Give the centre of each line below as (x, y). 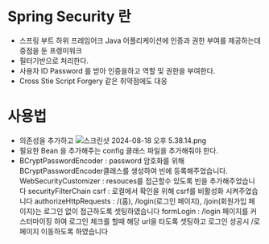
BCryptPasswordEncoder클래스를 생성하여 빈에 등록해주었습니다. (124, 170)
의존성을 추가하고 (46, 140)
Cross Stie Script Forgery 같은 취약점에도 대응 (93, 81)
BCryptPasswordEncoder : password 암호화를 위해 (102, 160)
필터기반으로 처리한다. (54, 61)
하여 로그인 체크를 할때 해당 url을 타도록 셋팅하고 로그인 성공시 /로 (157, 221)
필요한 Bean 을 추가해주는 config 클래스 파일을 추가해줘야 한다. (119, 150)
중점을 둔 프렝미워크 (50, 50)
